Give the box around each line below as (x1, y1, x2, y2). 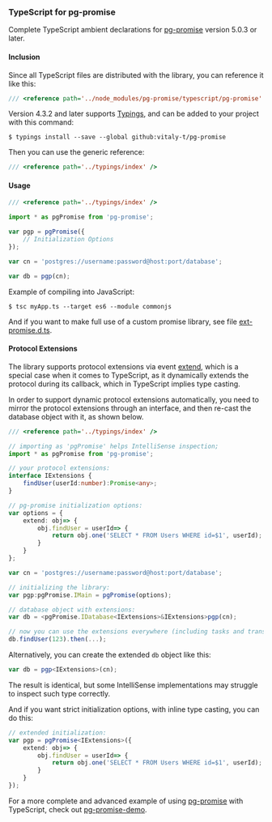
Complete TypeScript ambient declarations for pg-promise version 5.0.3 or (8, 25, 257, 35)
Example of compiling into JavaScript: (8, 287, 135, 296)
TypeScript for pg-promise (8, 6, 116, 18)
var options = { (8, 509, 63, 517)
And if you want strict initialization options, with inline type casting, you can (8, 704, 260, 714)
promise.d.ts (8, 325, 50, 334)
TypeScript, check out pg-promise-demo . (8, 804, 147, 814)
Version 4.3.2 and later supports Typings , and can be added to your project (8, 109, 259, 119)
